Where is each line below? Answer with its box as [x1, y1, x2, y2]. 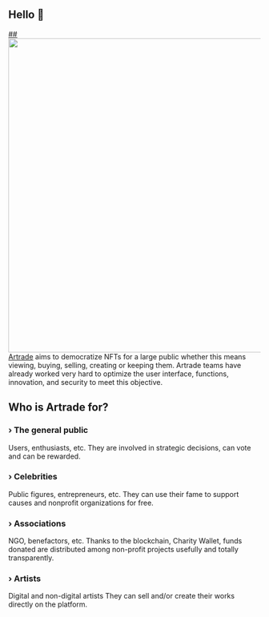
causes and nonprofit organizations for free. [8, 498, 154, 507]
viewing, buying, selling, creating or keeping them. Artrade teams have [8, 360, 242, 370]
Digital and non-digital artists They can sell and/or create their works [8, 591, 235, 601]
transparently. [8, 553, 54, 563]
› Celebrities [8, 471, 58, 483]
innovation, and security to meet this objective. [8, 377, 163, 387]
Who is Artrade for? [8, 401, 109, 415]
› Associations [8, 518, 66, 529]
